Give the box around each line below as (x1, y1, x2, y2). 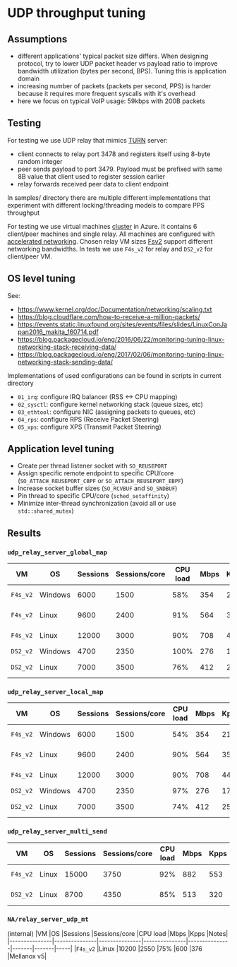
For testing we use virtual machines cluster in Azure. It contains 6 (7, 222, 197, 230)
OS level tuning (7, 273, 75, 285)
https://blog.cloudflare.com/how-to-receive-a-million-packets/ (17, 312, 201, 321)
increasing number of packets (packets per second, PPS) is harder (17, 82, 212, 90)
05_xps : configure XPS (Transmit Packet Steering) (17, 422, 162, 431)
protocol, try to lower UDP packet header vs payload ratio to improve (17, 59, 218, 68)
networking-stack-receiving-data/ (17, 343, 117, 351)
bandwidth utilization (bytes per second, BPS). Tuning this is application (17, 67, 227, 75)
